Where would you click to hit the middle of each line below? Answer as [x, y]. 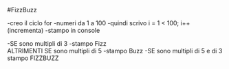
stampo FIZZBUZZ [33, 58]
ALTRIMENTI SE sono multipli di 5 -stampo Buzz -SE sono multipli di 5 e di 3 [115, 51]
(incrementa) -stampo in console [54, 30]
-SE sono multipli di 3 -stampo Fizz [57, 43]
